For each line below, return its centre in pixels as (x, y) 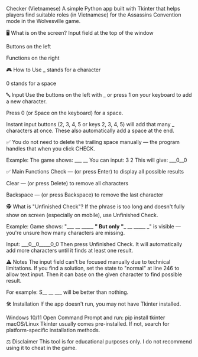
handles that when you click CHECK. (51, 149)
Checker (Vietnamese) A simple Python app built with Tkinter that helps (93, 9)
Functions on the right (33, 58)
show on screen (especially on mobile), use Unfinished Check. (82, 215)
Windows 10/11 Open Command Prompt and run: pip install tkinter (86, 317)
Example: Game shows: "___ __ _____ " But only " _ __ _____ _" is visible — (94, 226)
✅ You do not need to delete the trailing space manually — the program (93, 142)
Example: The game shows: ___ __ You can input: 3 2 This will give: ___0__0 (97, 160)
